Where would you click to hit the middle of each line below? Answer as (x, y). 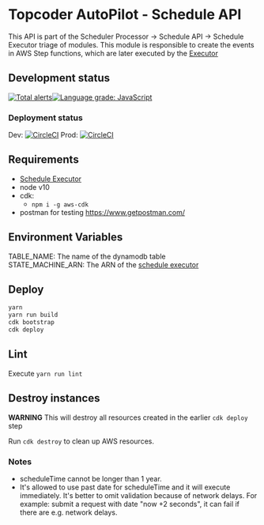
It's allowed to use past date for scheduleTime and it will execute (125, 487)
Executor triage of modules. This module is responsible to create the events (131, 44)
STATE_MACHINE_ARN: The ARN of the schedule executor (104, 264)
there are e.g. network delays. (68, 512)
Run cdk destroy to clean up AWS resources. (81, 441)
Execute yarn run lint (45, 373)
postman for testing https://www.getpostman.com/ (102, 212)
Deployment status (45, 118)
